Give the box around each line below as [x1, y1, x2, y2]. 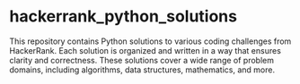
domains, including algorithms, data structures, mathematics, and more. [9, 64, 276, 75]
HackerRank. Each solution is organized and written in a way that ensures [9, 45, 281, 55]
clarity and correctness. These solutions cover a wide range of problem [9, 55, 274, 65]
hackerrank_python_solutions [9, 6, 238, 27]
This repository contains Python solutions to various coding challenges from [9, 36, 292, 46]
